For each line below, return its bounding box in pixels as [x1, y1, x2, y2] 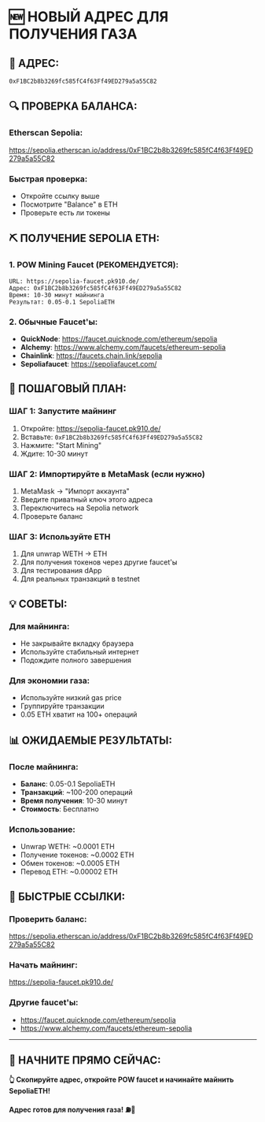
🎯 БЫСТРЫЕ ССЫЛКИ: [9, 889, 126, 903]
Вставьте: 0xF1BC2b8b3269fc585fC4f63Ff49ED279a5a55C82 [20, 432, 203, 442]
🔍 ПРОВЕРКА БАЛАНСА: [9, 99, 138, 114]
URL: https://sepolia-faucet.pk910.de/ [9, 277, 140, 285]
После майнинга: [9, 761, 79, 772]
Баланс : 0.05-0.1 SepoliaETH [20, 779, 116, 788]
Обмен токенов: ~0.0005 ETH [20, 859, 120, 868]
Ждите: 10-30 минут [20, 449, 89, 458]
